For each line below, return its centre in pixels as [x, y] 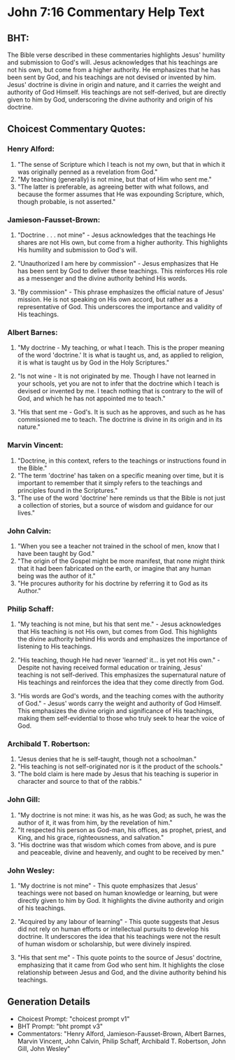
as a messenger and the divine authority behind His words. [102, 278]
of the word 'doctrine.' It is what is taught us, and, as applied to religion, [120, 355]
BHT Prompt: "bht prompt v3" [60, 1026]
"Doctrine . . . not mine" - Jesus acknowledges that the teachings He [116, 235]
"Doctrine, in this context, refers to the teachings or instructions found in [122, 461]
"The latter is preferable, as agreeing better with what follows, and [113, 186]
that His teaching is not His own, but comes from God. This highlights [117, 632]
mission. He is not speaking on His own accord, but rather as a [107, 299]
